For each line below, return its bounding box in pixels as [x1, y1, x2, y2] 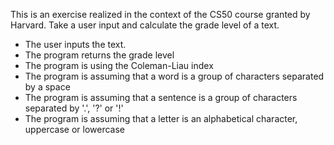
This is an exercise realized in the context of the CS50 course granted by [10, 9, 311, 20]
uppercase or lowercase [24, 124, 125, 135]
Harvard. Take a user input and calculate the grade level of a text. [10, 19, 280, 31]
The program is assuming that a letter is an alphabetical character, [24, 113, 298, 124]
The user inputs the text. [24, 39, 127, 50]
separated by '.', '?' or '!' [24, 102, 124, 114]
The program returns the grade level [24, 49, 175, 61]
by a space [24, 81, 71, 93]
